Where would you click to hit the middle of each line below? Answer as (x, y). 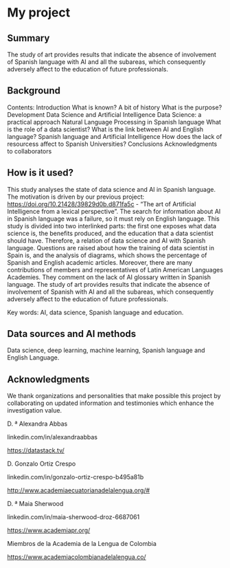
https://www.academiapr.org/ (49, 530)
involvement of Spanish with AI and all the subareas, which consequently (111, 292)
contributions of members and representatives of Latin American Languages (115, 270)
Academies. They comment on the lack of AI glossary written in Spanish (109, 277)
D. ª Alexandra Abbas (37, 424)
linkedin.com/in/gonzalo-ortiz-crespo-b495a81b (76, 477)
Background (34, 91)
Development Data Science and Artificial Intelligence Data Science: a (104, 114)
